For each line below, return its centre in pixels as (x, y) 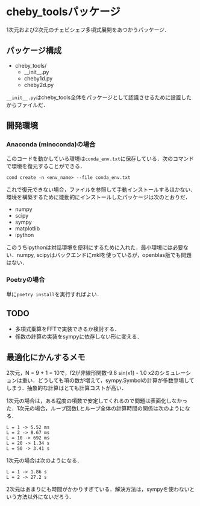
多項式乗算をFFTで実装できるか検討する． (67, 329)
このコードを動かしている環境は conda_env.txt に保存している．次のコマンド (100, 159)
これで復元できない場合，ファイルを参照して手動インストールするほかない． (101, 190)
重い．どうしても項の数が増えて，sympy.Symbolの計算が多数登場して (108, 380)
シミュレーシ (175, 373)
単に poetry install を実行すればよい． (54, 294)
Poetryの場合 (26, 280)
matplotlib (27, 229)
